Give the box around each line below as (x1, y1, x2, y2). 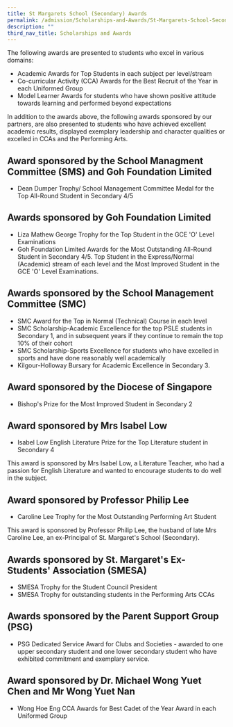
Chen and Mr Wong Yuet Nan (7, 686, 135, 698)
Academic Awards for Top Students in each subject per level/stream (17, 70, 212, 78)
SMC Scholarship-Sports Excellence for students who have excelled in (17, 346, 219, 355)
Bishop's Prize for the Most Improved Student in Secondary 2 (17, 399, 193, 408)
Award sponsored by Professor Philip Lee (7, 494, 189, 506)
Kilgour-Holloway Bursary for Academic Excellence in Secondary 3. (17, 361, 210, 369)
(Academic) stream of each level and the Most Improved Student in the (17, 259, 221, 268)
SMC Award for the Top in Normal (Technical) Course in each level (17, 317, 207, 325)
